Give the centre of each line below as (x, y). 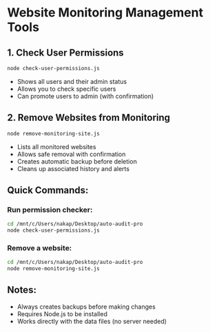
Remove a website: (40, 247)
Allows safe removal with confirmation (71, 154)
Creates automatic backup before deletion (77, 161)
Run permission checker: (50, 210)
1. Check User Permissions (65, 53)
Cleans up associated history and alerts (73, 168)
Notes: (22, 290)
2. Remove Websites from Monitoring (89, 118)
